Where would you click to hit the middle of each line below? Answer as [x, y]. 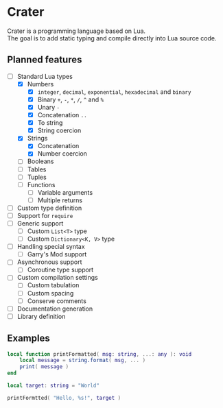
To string [50, 123]
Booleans [40, 161]
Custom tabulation [53, 285]
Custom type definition [49, 208]
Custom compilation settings [57, 278]
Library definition [41, 316]
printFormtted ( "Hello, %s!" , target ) [64, 398]
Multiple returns [60, 200]
